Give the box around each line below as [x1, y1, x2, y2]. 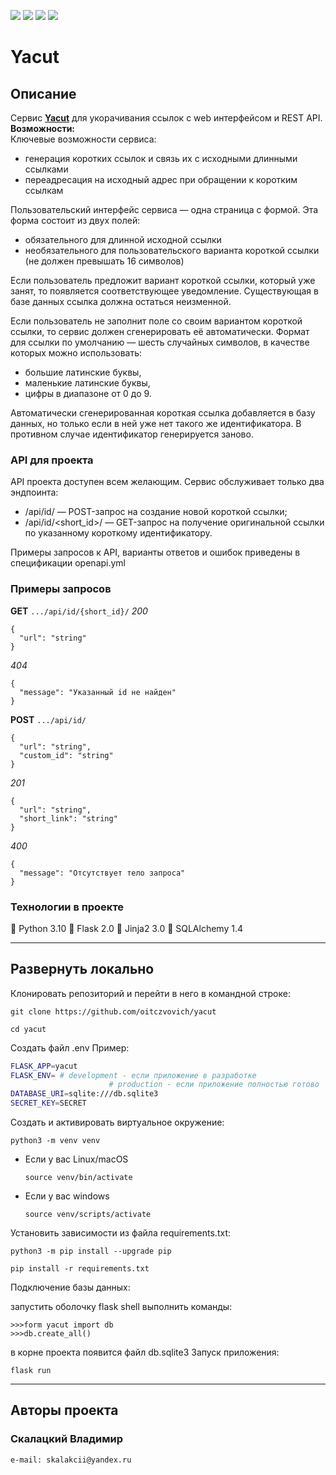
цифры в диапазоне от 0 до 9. [24, 388, 152, 399]
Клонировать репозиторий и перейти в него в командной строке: [10, 987, 291, 999]
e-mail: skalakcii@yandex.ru [10, 1455, 132, 1465]
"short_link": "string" [19, 813, 118, 824]
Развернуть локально [10, 961, 155, 978]
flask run [10, 1366, 52, 1376]
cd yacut [10, 1024, 47, 1034]
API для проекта [10, 453, 94, 467]
